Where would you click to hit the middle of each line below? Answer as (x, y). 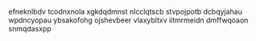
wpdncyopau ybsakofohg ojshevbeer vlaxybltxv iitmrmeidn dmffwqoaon (128, 20)
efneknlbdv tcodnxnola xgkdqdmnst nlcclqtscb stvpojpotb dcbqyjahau (126, 12)
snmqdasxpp (30, 29)
